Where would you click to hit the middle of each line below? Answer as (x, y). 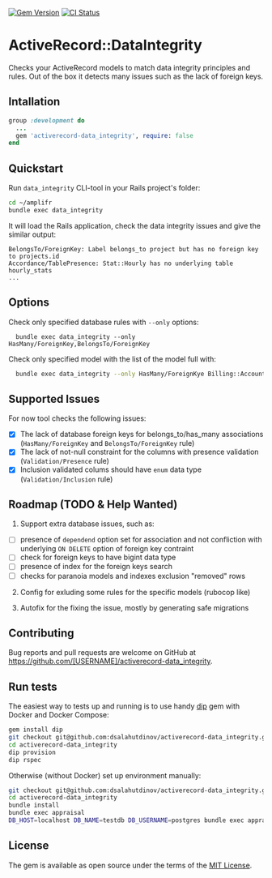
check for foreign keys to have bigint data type (98, 557)
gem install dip (36, 730)
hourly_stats (30, 270)
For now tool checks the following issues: (77, 418)
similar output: (32, 234)
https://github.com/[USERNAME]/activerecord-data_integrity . (110, 662)
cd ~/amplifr (30, 203)
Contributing (41, 633)
